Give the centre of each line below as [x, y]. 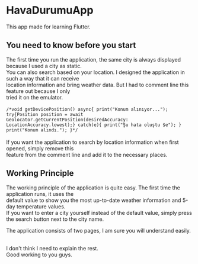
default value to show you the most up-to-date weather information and [94, 200]
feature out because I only [38, 91]
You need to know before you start [71, 45]
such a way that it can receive [43, 78]
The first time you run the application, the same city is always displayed [94, 59]
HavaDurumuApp [50, 10]
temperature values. [41, 206]
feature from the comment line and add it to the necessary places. [87, 154]
